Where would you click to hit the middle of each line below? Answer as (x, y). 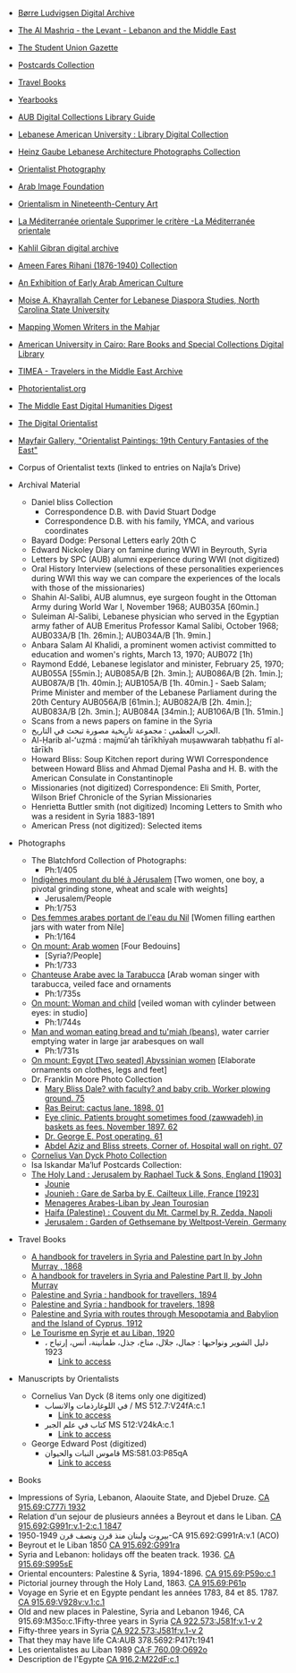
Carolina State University (63, 309)
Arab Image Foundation (61, 186)
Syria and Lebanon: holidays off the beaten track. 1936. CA (126, 1554)
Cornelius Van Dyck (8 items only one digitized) (119, 1396)
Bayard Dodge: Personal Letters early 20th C (114, 540)
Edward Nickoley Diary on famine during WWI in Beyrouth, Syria (149, 549)
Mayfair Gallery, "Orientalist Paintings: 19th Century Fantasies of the (143, 441)
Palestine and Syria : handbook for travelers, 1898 (123, 1304)
